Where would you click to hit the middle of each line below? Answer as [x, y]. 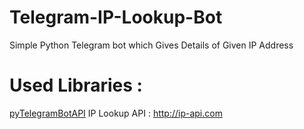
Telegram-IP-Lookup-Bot [116, 17]
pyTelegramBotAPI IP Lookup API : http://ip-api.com [116, 113]
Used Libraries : [76, 85]
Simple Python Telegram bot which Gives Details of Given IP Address [151, 45]
